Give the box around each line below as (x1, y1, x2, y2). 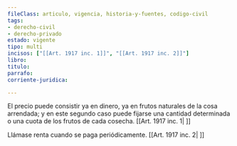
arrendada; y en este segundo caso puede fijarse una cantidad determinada (7, 109, 231, 118)
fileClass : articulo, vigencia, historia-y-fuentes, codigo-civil (7, 10, 209, 18)
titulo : (7, 63, 31, 70)
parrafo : (7, 69, 33, 77)
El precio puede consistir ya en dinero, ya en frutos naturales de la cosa (7, 102, 218, 111)
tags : (7, 17, 23, 24)
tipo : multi (7, 43, 43, 50)
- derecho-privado (7, 30, 62, 38)
